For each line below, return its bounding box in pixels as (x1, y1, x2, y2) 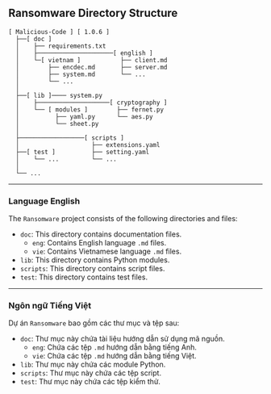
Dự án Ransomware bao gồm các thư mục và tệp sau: (8, 318, 180, 328)
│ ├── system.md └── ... (15, 70, 147, 78)
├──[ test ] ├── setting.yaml (15, 148, 150, 156)
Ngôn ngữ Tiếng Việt (8, 300, 91, 312)
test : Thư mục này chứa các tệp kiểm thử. (19, 377, 161, 387)
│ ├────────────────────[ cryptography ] (15, 98, 168, 107)
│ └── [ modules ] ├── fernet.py (15, 105, 164, 114)
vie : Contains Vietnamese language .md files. (31, 246, 182, 257)
